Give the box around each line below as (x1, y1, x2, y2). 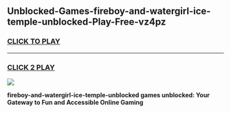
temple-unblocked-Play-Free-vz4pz (7, 16, 166, 28)
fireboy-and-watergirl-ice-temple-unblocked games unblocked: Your (7, 90, 210, 99)
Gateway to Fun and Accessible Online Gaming (7, 98, 144, 106)
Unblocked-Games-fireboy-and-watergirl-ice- (7, 5, 211, 17)
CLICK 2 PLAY (7, 62, 55, 72)
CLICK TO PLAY (7, 37, 60, 47)
